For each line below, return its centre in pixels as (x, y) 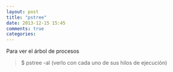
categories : (21, 34)
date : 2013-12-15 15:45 (36, 23)
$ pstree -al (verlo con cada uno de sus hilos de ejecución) (94, 63)
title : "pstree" (26, 17)
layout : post (23, 12)
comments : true (25, 28)
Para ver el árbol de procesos (43, 51)
